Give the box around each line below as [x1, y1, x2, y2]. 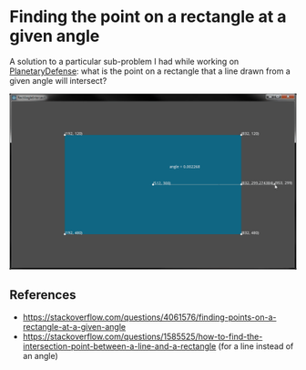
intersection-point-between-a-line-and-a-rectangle [22, 340, 217, 352]
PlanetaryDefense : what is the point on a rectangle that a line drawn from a [9, 66, 291, 77]
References [9, 287, 76, 303]
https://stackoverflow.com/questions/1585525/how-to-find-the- [22, 331, 263, 342]
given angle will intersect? [9, 75, 107, 86]
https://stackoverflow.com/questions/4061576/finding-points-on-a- [22, 312, 277, 323]
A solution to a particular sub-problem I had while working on [9, 56, 240, 67]
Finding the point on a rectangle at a [9, 6, 287, 27]
